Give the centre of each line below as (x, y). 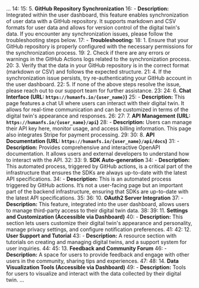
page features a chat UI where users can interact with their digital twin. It (95, 103)
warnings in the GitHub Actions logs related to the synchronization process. (99, 59)
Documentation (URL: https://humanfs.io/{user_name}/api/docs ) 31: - (93, 141)
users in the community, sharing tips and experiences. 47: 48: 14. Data (93, 261)
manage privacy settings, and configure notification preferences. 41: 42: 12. (99, 229)
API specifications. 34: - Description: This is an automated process (89, 179)
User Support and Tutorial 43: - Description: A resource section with (91, 236)
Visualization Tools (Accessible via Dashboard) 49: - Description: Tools (96, 267)
